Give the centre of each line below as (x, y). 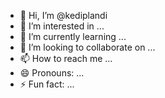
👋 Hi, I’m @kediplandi (63, 15)
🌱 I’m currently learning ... (73, 36)
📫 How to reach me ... (66, 58)
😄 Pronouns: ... (52, 73)
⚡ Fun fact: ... (47, 84)
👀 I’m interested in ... (62, 26)
